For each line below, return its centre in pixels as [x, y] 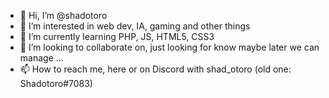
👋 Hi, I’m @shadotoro [63, 15]
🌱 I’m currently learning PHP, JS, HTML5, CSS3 [117, 36]
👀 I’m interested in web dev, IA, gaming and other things [135, 26]
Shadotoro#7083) [56, 83]
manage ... [41, 58]
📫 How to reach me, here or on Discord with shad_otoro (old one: [155, 69]
